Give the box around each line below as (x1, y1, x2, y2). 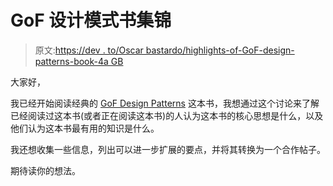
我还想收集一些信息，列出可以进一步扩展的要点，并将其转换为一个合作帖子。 (10, 143, 326, 155)
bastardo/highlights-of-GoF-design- (145, 44, 295, 56)
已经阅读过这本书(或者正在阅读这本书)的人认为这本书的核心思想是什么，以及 (10, 109, 324, 121)
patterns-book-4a (34, 55, 109, 67)
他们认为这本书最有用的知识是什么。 (10, 122, 160, 134)
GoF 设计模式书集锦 (10, 9, 172, 32)
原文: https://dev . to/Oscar (34, 44, 144, 56)
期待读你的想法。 (10, 164, 81, 176)
